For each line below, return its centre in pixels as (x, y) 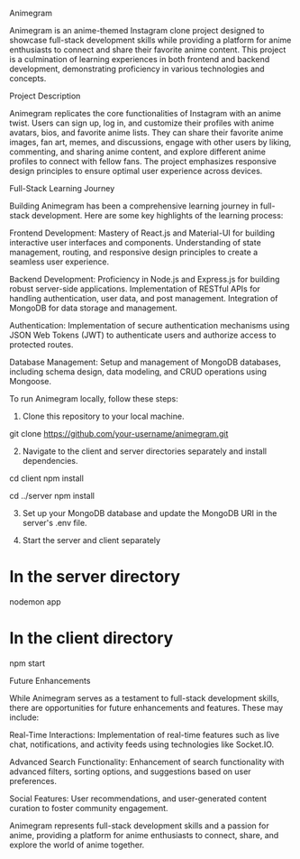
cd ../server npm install (52, 496)
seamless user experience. (59, 262)
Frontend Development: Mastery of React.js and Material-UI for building (142, 233)
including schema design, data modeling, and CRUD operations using (138, 372)
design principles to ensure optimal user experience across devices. (136, 171)
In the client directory (91, 638)
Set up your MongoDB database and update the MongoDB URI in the (150, 513)
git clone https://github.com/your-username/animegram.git (119, 434)
